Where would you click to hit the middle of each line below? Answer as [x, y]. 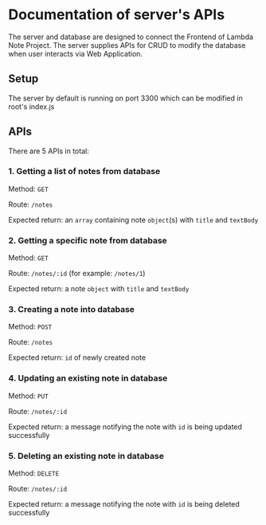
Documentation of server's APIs [117, 15]
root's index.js [31, 106]
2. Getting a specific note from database [88, 240]
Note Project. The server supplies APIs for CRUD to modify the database [127, 45]
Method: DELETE [34, 473]
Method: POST [30, 327]
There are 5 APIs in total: [49, 151]
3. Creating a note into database [72, 310]
